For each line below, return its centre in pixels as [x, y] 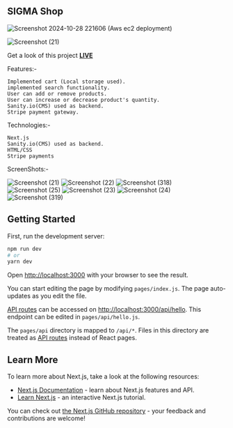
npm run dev [24, 249]
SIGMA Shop [35, 12]
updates [19, 296]
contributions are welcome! [46, 418]
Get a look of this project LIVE [50, 55]
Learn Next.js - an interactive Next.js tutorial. [81, 397]
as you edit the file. [59, 296]
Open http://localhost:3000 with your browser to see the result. [98, 275]
